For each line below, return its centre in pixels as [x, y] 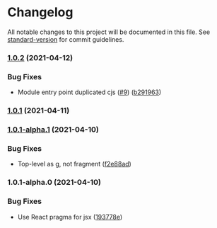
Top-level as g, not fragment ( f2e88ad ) [75, 164]
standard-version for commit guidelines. [66, 39]
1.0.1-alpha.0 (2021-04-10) [54, 183]
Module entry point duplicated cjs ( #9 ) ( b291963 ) [89, 92]
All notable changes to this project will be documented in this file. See [109, 32]
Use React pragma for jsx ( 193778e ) [70, 217]
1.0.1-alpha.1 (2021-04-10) [53, 130]
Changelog [40, 12]
